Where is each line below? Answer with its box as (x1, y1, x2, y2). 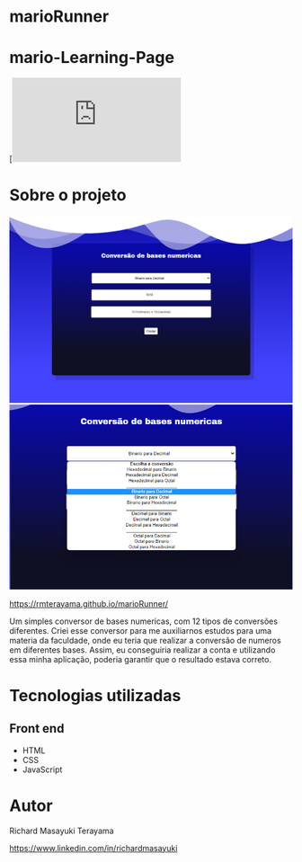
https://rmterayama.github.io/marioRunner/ (9, 598, 169, 609)
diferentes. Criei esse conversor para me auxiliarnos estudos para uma (9, 625, 272, 635)
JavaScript (22, 764, 63, 775)
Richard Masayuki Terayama (9, 825, 114, 836)
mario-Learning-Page (9, 48, 175, 68)
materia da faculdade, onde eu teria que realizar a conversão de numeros (9, 635, 281, 645)
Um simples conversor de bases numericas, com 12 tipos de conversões (9, 616, 279, 627)
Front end (9, 721, 65, 736)
